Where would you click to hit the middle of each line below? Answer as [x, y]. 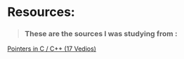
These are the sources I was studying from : [101, 34]
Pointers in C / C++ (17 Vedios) [52, 49]
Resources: [41, 12]
